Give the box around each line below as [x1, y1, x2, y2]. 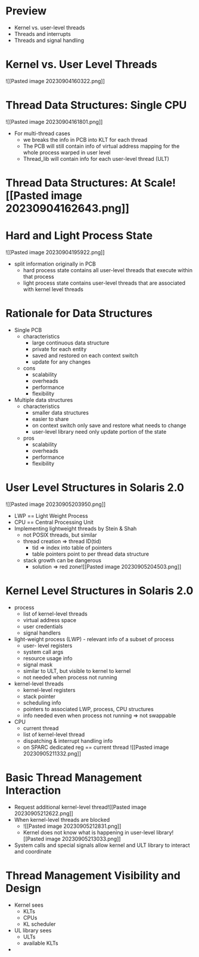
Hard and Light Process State [5, 229, 153, 243]
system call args [23, 648, 64, 656]
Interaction [5, 784, 61, 797]
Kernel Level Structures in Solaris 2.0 [5, 584, 194, 598]
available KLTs [23, 939, 58, 946]
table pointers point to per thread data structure [32, 550, 150, 557]
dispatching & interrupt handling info [23, 737, 113, 744]
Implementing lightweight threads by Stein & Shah [14, 525, 137, 532]
